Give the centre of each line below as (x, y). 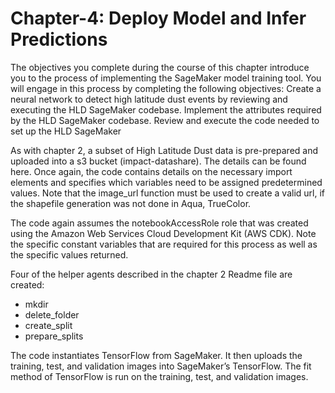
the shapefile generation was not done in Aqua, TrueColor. (131, 203)
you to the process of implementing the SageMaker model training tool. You (166, 78)
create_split (48, 325)
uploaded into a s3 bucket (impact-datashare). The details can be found (158, 161)
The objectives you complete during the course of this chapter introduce (160, 67)
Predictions (59, 39)
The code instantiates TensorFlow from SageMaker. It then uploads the (156, 355)
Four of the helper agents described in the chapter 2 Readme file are (151, 274)
